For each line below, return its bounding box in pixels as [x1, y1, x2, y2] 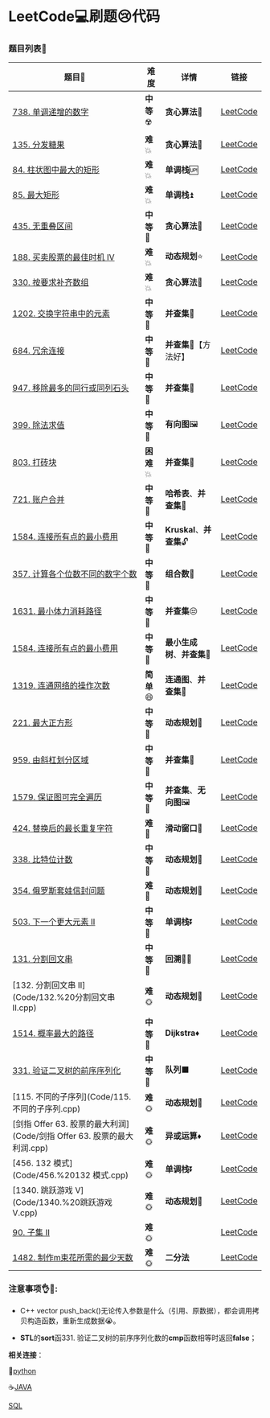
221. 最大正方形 [12, 717, 73, 729]
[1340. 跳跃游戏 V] [12, 1185, 84, 1196]
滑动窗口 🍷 [165, 823, 203, 834]
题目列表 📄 [8, 43, 47, 55]
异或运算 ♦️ [165, 1131, 202, 1142]
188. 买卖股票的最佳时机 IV [12, 252, 115, 263]
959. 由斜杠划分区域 [12, 754, 89, 766]
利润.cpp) [12, 1143, 49, 1154]
